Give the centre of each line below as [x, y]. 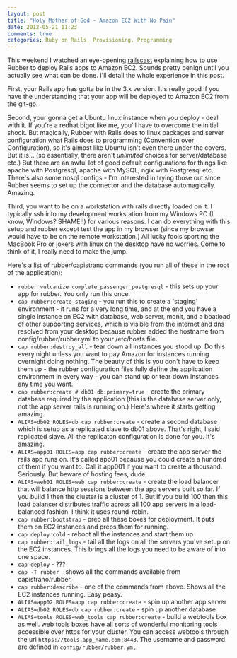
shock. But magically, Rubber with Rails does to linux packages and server [116, 133]
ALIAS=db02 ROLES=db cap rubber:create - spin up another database [117, 609]
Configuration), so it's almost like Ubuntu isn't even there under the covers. [117, 148]
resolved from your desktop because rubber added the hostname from [121, 331]
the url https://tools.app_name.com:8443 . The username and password [121, 640]
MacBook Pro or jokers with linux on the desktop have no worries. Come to [116, 244]
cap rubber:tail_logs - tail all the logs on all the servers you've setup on [124, 542]
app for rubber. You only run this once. [74, 294]
